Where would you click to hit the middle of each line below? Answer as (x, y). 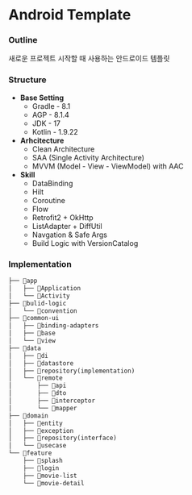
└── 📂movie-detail (54, 483)
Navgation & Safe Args (69, 235)
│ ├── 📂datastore (41, 363)
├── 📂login (41, 468)
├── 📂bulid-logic (38, 303)
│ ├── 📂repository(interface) (63, 438)
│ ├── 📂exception (41, 431)
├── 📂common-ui (34, 318)
